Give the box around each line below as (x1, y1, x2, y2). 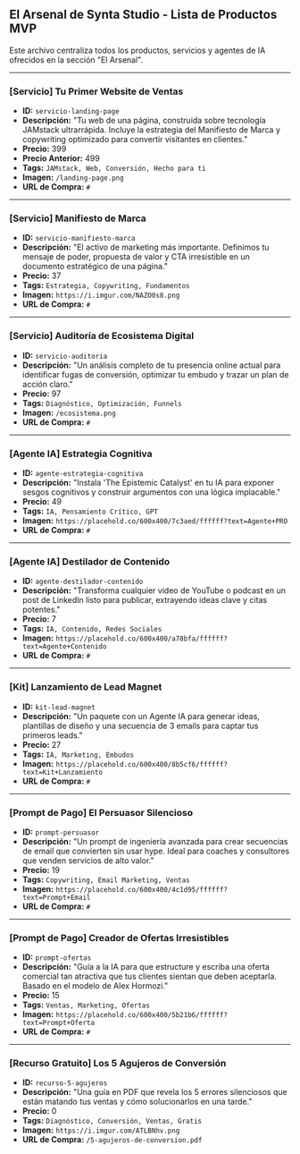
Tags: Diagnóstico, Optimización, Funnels (21, 397, 182, 408)
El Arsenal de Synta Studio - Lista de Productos (9, 7, 278, 22)
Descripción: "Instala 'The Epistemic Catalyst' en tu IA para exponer (21, 478, 275, 488)
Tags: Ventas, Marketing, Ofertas (21, 999, 150, 1010)
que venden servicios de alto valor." (21, 854, 154, 866)
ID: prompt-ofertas (21, 952, 92, 963)
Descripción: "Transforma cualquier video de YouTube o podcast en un (21, 585, 287, 596)
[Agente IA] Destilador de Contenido (9, 555, 171, 567)
